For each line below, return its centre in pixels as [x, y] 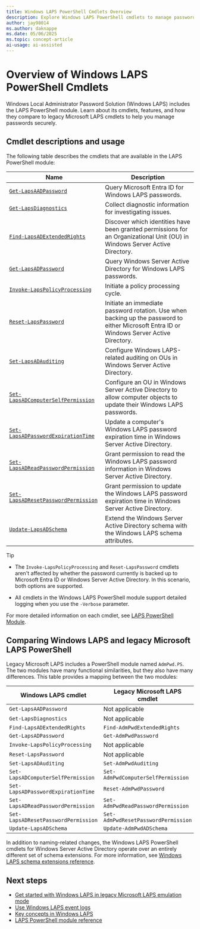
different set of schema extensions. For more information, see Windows [94, 856]
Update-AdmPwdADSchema [135, 829]
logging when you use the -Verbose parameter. [72, 603]
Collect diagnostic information [147, 204]
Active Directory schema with [146, 525]
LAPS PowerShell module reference [58, 920]
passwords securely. [32, 122]
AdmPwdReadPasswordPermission [146, 806]
